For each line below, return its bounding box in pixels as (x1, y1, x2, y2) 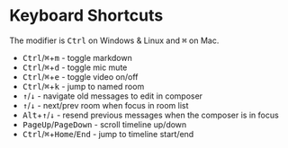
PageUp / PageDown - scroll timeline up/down (22, 118, 187, 130)
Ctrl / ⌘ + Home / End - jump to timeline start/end (22, 128, 194, 139)
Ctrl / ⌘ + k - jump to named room (22, 81, 145, 91)
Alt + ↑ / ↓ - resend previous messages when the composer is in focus (22, 109, 279, 120)
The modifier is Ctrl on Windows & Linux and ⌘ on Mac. (9, 35, 220, 46)
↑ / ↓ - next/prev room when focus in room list (22, 100, 189, 110)
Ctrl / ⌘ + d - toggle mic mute (22, 62, 128, 73)
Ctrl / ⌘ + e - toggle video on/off (22, 71, 139, 82)
